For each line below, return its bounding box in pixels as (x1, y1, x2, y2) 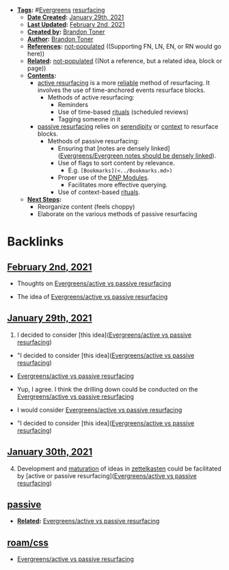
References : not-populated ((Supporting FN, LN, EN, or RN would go (27, 43, 221, 50)
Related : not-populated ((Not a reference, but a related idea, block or (27, 57, 222, 64)
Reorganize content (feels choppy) (37, 202, 135, 211)
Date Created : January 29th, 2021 (27, 13, 124, 21)
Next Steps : (27, 195, 62, 203)
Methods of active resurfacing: (47, 93, 135, 102)
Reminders (57, 101, 89, 108)
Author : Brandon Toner (27, 35, 94, 43)
